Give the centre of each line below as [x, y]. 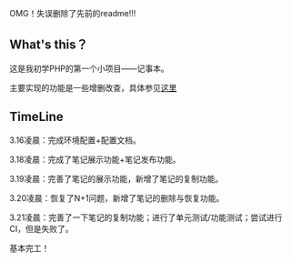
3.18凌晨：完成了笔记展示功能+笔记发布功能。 [95, 159]
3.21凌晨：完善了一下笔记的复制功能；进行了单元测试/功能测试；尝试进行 [146, 217]
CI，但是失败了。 [41, 228]
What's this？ [49, 45]
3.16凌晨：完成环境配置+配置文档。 [75, 140]
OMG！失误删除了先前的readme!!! [73, 13]
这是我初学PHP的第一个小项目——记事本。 [90, 68]
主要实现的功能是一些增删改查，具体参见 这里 [93, 87]
